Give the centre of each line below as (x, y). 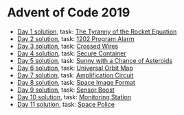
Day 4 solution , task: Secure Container (72, 53)
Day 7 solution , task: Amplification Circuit (75, 75)
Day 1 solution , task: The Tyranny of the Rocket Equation (97, 31)
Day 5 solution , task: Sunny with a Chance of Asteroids (95, 60)
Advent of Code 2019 (69, 13)
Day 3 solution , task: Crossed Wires (68, 46)
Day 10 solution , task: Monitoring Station (74, 97)
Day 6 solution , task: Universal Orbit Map (75, 68)
